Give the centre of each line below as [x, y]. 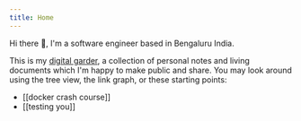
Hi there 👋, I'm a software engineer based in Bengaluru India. [122, 43]
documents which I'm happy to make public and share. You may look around [150, 70]
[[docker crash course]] [66, 97]
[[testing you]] [49, 106]
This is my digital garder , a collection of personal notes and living [129, 60]
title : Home [31, 17]
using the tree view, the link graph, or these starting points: [118, 79]
